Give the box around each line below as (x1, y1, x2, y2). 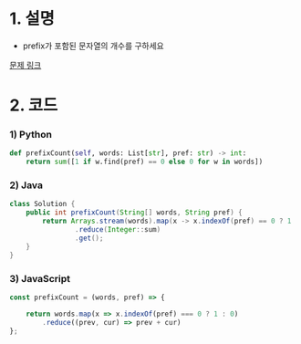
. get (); (74, 234, 104, 243)
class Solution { (9, 200, 76, 209)
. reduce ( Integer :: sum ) (74, 225, 161, 235)
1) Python (9, 129, 53, 141)
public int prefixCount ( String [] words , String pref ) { (26, 208, 244, 217)
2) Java (9, 179, 44, 192)
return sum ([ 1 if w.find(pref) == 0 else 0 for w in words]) (26, 157, 264, 167)
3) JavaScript (9, 272, 71, 285)
